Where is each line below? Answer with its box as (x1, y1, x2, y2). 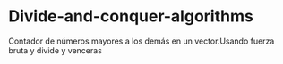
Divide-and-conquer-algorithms (8, 6, 254, 27)
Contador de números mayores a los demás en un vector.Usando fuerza (8, 36, 275, 46)
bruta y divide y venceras (8, 44, 102, 55)
